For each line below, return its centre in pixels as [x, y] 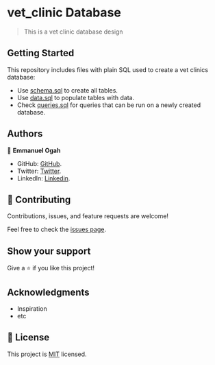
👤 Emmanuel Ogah [34, 150]
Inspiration [32, 309]
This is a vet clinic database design [73, 32]
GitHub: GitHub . [39, 163]
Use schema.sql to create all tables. [67, 90]
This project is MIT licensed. [47, 354]
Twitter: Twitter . [39, 171]
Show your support [49, 251]
